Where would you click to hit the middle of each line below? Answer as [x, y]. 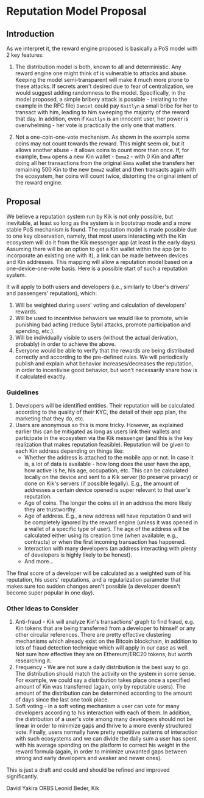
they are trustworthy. [51, 510]
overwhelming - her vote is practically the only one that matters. [96, 125]
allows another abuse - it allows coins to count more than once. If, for [102, 150]
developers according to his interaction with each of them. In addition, [103, 712]
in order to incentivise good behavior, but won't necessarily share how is [106, 370]
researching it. [33, 661]
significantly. [22, 777]
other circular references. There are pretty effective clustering [93, 635]
